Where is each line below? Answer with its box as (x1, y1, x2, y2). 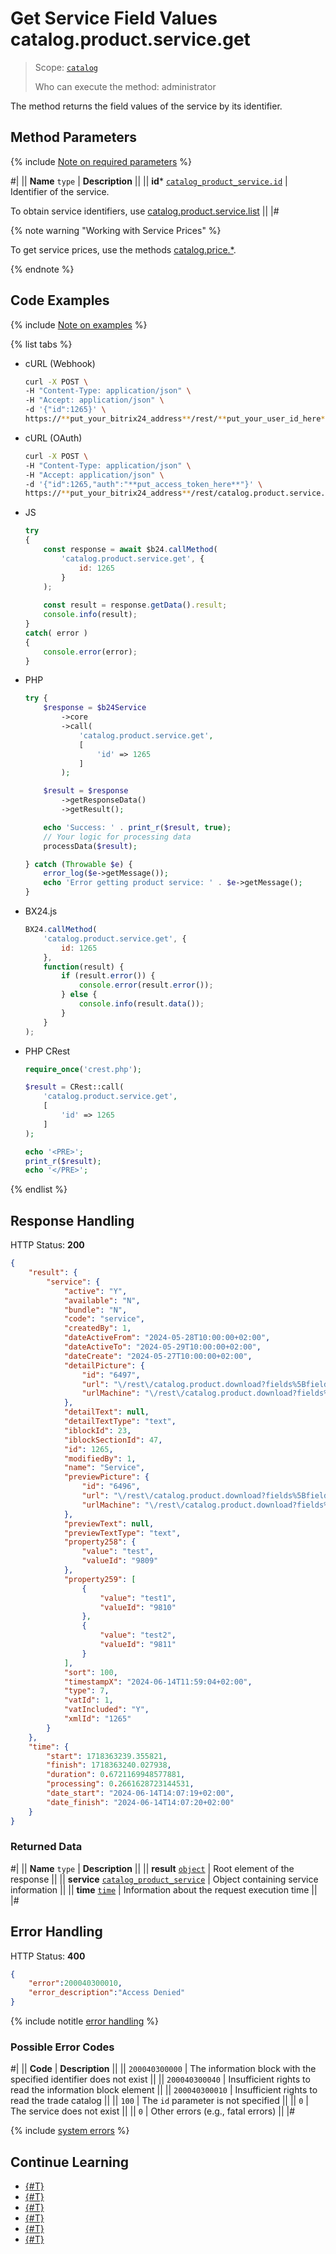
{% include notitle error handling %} (10, 2015, 159, 2027)
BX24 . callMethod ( (24, 925, 98, 935)
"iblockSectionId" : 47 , (63, 1435, 163, 1445)
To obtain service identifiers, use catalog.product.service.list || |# (10, 205, 280, 217)
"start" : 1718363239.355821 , (46, 1751, 168, 1761)
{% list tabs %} (10, 338, 73, 350)
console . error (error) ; (43, 647, 138, 657)
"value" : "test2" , (99, 1630, 177, 1641)
